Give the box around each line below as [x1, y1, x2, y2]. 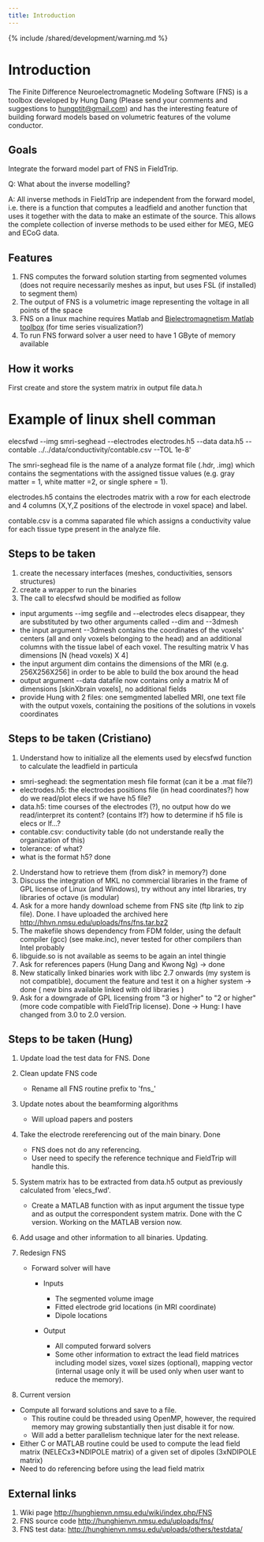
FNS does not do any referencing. [31, 1145, 142, 1155]
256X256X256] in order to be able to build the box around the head [19, 667, 239, 677]
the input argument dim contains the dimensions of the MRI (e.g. [19, 659, 229, 668]
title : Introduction [8, 11, 76, 20]
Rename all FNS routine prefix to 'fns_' [31, 1084, 156, 1093]
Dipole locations [54, 1311, 108, 1320]
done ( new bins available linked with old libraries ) [19, 984, 184, 994]
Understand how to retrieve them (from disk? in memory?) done [19, 867, 227, 876]
